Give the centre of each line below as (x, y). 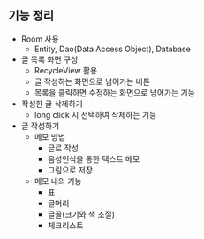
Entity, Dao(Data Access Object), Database (112, 49)
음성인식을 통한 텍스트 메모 (94, 158)
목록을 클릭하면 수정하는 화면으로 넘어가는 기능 (114, 92)
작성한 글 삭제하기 (52, 104)
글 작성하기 (40, 126)
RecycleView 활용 (66, 70)
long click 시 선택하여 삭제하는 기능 (95, 114)
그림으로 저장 (70, 170)
